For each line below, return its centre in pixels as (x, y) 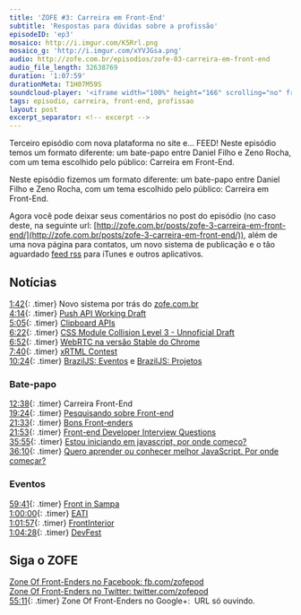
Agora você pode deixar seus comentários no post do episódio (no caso (142, 216)
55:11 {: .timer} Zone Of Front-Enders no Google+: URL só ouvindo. (132, 601)
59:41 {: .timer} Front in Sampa (64, 504)
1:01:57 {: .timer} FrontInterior (62, 523)
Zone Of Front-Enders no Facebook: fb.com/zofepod (107, 582)
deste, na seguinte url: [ (53, 226)
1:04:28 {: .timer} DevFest (56, 532)
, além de (260, 235)
